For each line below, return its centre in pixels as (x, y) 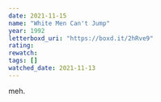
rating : (21, 46)
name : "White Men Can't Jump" (59, 23)
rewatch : (23, 53)
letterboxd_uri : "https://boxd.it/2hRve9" (81, 38)
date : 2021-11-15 (38, 16)
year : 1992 (27, 31)
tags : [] (23, 61)
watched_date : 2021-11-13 (52, 68)
